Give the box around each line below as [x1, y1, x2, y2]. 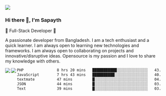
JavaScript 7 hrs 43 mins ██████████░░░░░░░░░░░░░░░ [17, 72, 148, 77]
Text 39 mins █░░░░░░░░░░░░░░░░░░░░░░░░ [17, 86, 148, 91]
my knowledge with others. [5, 58, 60, 64]
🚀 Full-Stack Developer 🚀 [5, 28, 56, 34]
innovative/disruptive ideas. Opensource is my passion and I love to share [5, 53, 156, 59]
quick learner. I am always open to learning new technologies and [5, 42, 139, 49]
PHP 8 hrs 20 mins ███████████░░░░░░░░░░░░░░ [17, 68, 148, 73]
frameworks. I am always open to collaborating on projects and [5, 48, 134, 54]
